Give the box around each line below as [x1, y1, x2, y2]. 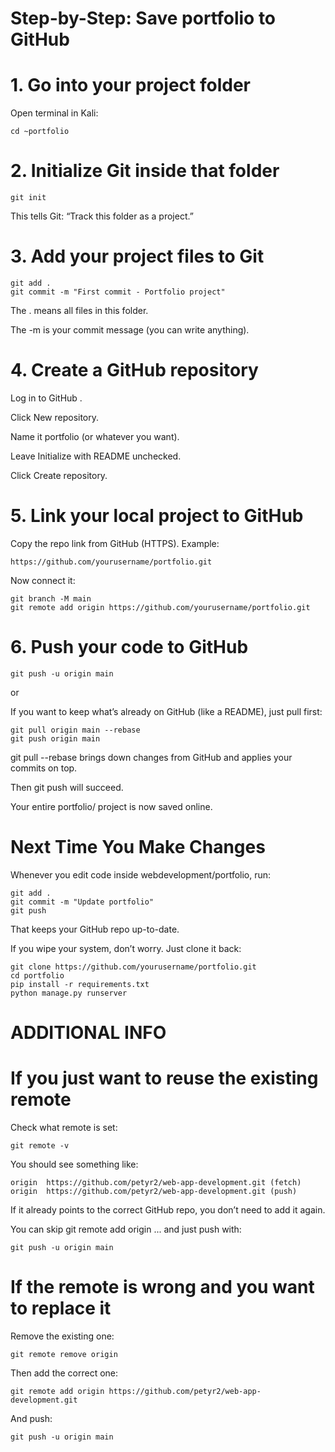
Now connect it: [10, 574, 76, 586]
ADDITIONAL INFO [10, 1021, 167, 1044]
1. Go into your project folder [10, 74, 252, 97]
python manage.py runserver [10, 988, 128, 998]
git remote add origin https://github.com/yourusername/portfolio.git [10, 602, 311, 612]
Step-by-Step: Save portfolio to [10, 7, 277, 30]
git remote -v [10, 1140, 70, 1151]
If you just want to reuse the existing [10, 1067, 319, 1090]
